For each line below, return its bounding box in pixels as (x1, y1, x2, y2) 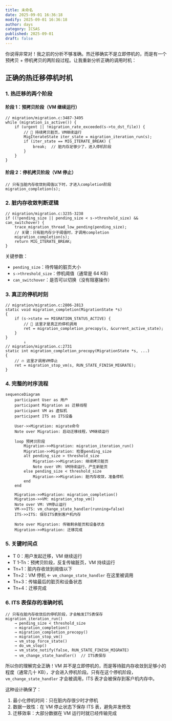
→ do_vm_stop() (14, 643, 47, 648)
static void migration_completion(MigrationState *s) (5, 307, 123, 312)
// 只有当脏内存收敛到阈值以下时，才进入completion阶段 (5, 182, 112, 187)
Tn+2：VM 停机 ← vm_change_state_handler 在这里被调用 (12, 572, 134, 578)
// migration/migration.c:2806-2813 (5, 303, 83, 308)
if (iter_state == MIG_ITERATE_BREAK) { (24, 139, 111, 144)
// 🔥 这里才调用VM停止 (14, 358, 58, 364)
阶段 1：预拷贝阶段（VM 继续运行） (5, 103, 80, 110)
